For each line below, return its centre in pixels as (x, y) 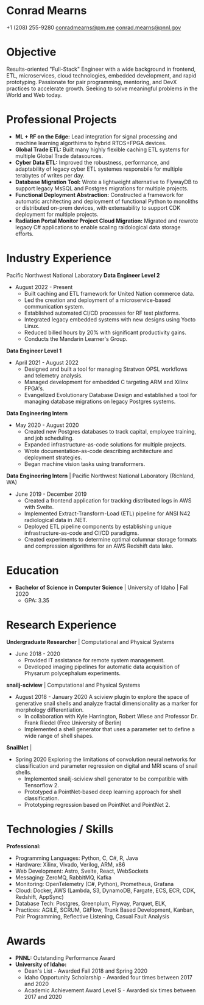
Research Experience (62, 625)
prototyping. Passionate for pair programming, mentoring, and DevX (92, 82)
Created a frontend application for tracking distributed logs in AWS (108, 500)
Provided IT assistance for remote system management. (94, 660)
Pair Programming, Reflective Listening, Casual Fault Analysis (92, 916)
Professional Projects (62, 120)
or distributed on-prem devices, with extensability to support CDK (98, 207)
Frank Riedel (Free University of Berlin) (73, 723)
